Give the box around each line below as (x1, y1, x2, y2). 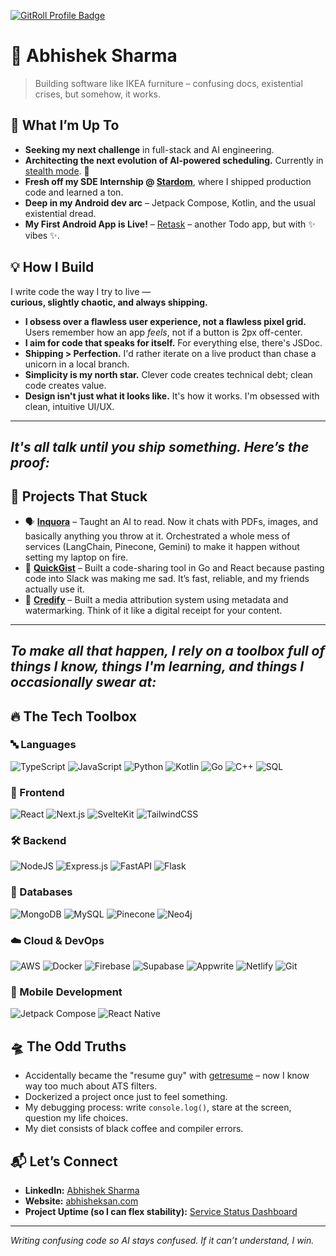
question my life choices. (24, 1112, 128, 1124)
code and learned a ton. (24, 186, 124, 198)
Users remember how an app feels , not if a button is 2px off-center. (24, 326, 303, 338)
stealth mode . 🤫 (24, 165, 90, 177)
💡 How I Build (10, 259, 95, 276)
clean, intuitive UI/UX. (24, 400, 115, 412)
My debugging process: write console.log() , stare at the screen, (24, 1101, 292, 1114)
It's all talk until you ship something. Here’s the (10, 438, 310, 455)
